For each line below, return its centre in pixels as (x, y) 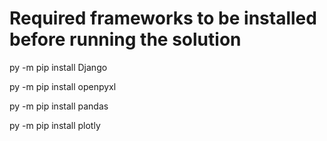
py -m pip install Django (58, 67)
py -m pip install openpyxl (63, 86)
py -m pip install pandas (59, 106)
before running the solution (125, 39)
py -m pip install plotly (55, 125)
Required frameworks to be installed (163, 18)
